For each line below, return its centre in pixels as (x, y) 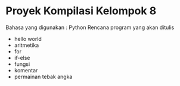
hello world (28, 39)
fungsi (22, 64)
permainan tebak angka (43, 77)
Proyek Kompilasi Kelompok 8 (81, 11)
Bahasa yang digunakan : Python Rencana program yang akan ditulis (90, 27)
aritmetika (27, 45)
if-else (22, 58)
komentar (26, 70)
